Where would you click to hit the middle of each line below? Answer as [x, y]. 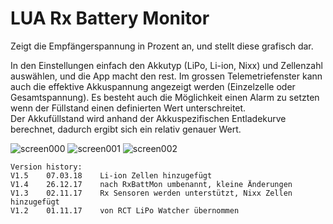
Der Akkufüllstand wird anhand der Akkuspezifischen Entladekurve [148, 118]
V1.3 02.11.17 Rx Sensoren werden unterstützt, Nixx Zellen [151, 193]
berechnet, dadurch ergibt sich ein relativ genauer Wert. [126, 129]
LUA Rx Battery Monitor [110, 18]
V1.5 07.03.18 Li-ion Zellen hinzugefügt [111, 175]
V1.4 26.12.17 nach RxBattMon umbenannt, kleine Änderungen [151, 184]
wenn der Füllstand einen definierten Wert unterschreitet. [128, 108]
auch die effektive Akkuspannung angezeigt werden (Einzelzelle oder [153, 86]
